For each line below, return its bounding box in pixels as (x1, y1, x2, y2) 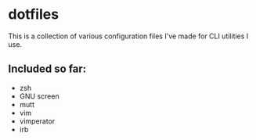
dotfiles (8, 5, 59, 23)
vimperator (19, 116, 56, 126)
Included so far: (8, 63, 87, 76)
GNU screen (19, 92, 60, 101)
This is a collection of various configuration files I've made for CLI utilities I (8, 31, 249, 41)
